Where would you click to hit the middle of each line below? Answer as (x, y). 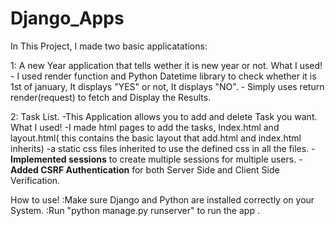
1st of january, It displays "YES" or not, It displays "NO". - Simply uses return (167, 86)
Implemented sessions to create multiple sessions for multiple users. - (156, 159)
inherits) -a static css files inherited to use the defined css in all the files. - (163, 148)
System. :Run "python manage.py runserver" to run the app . (135, 210)
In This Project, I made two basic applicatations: (109, 46)
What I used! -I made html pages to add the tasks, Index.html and (145, 127)
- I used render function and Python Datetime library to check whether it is (163, 76)
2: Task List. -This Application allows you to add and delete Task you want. (164, 116)
